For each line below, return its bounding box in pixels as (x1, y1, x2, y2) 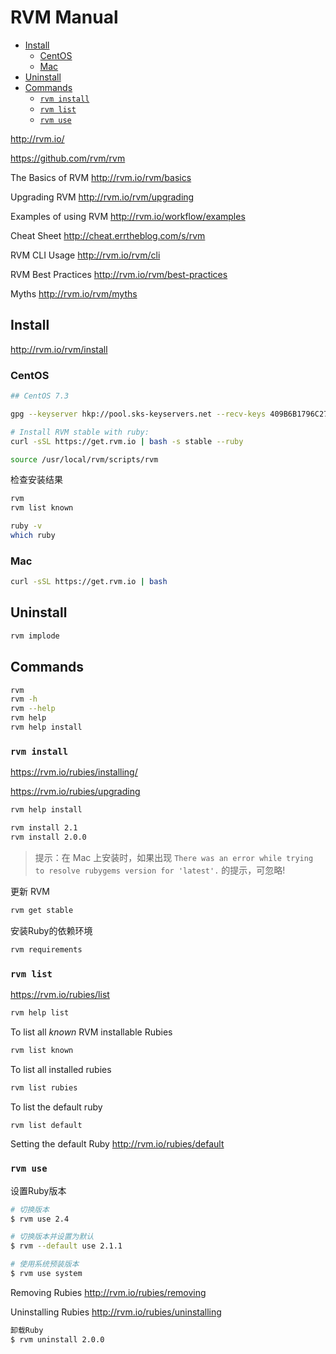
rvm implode (10, 631, 60, 641)
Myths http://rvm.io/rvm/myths (10, 287, 138, 300)
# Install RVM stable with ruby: (10, 427, 150, 437)
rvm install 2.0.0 (10, 832, 87, 843)
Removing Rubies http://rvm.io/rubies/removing (10, 1286, 207, 1298)
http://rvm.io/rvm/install (10, 343, 108, 355)
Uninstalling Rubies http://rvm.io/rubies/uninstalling (10, 1306, 222, 1318)
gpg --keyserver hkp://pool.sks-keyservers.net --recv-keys (10, 409, 267, 419)
